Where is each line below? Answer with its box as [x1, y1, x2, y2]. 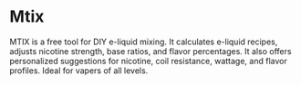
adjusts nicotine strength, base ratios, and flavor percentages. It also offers [9, 45, 292, 56]
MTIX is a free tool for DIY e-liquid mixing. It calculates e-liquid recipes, [9, 36, 278, 47]
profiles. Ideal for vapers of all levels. [9, 65, 149, 76]
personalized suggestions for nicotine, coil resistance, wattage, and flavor [9, 55, 287, 66]
